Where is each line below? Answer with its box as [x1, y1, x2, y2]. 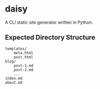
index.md [5, 76, 23, 81]
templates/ [5, 46, 27, 51]
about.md [5, 80, 23, 85]
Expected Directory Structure [5, 33, 96, 42]
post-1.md [14, 63, 34, 68]
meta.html [14, 50, 34, 55]
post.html [14, 55, 34, 59]
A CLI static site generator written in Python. [5, 19, 93, 25]
